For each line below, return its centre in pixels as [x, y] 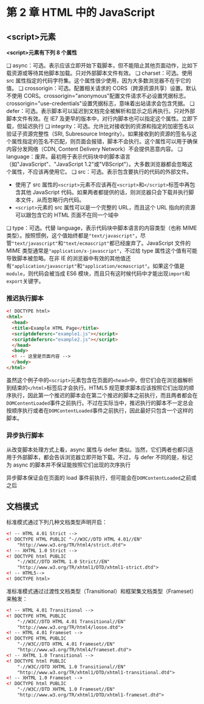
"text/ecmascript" [86, 244]
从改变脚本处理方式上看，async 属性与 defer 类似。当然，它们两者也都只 [97, 449]
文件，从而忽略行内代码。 [53, 200]
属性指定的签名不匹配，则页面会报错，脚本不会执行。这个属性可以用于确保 [104, 141]
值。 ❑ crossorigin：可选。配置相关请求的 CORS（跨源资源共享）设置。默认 [101, 88]
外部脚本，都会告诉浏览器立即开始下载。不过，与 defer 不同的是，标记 [105, 457]
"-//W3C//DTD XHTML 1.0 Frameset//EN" [66, 689]
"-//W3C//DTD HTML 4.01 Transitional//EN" [72, 621]
